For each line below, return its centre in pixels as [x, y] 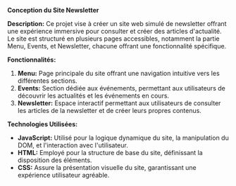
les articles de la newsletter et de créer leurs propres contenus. [110, 111]
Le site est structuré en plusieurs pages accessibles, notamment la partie [113, 39]
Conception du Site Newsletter [53, 10]
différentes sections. [47, 81]
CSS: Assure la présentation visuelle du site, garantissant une [107, 167]
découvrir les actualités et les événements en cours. [93, 95]
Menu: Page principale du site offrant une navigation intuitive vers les [118, 73]
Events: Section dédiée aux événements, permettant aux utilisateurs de [121, 88]
